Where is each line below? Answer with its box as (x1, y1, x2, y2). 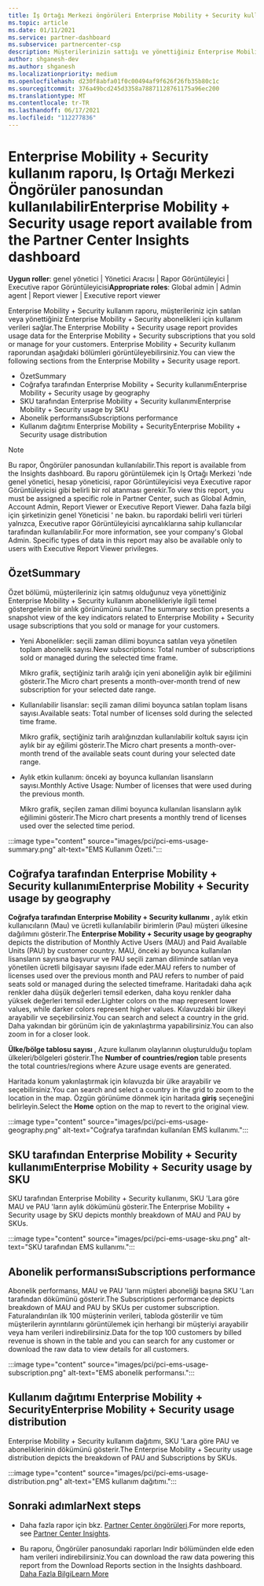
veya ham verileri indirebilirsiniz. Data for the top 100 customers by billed (8, 1328, 242, 1338)
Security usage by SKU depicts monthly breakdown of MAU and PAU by (8, 1210, 241, 1220)
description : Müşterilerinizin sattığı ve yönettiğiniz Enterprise (8, 48, 234, 56)
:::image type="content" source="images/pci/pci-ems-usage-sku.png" (8, 1234, 238, 1243)
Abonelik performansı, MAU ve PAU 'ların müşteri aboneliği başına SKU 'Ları (8, 1286, 254, 1296)
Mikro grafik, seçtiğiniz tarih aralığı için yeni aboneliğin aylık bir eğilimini (19, 668, 251, 677)
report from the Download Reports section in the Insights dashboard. (19, 1560, 243, 1569)
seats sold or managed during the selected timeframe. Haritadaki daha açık (8, 980, 252, 989)
